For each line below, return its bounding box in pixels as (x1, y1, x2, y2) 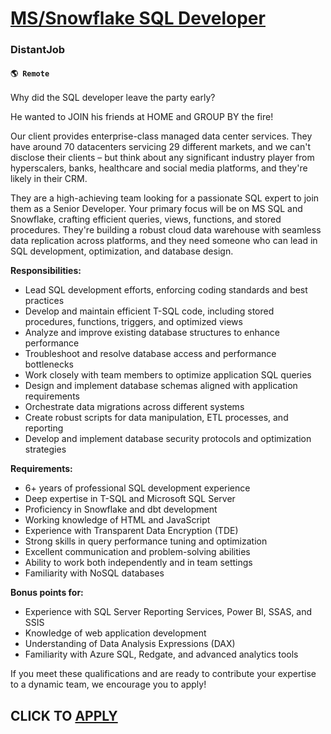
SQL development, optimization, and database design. (10, 245, 234, 257)
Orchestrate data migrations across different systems (24, 401, 245, 413)
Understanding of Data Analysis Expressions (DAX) (24, 638, 236, 650)
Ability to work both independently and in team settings (24, 557, 253, 569)
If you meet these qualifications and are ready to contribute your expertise (10, 668, 317, 680)
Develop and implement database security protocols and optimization (24, 433, 312, 445)
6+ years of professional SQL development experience (24, 482, 251, 494)
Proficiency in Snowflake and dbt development (24, 503, 218, 516)
